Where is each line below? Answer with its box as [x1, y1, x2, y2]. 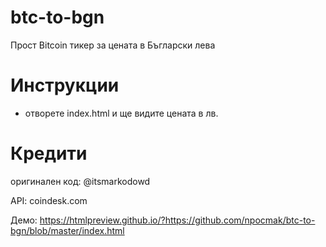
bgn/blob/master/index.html [10, 224, 125, 236]
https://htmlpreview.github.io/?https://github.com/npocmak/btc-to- [39, 214, 316, 226]
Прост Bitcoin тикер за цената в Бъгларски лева [10, 39, 216, 51]
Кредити [10, 142, 88, 165]
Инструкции [10, 74, 120, 97]
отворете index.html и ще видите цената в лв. [24, 107, 219, 119]
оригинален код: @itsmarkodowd [10, 175, 151, 187]
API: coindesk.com [10, 194, 88, 206]
